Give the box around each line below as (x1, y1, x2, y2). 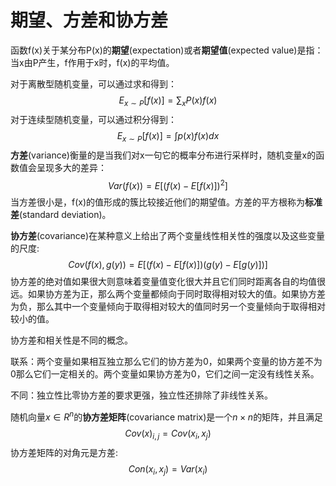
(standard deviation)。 (19, 209, 112, 221)
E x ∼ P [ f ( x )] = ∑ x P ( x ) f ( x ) (118, 94, 218, 108)
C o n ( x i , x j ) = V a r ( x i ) (128, 462, 208, 477)
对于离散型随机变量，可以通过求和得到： (10, 77, 177, 90)
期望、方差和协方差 (10, 9, 169, 32)
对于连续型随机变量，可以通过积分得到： (10, 113, 177, 125)
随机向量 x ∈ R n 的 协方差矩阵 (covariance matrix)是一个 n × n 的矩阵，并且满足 (10, 409, 324, 423)
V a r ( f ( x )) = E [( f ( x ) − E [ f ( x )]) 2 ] (108, 177, 228, 191)
